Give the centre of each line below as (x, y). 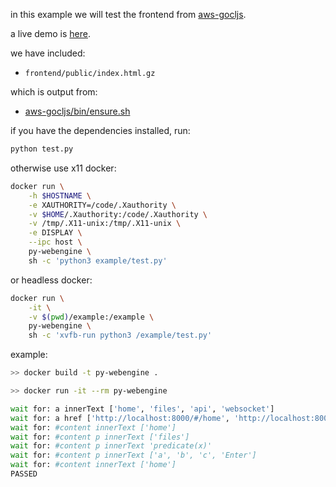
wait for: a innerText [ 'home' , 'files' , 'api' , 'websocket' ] (142, 409)
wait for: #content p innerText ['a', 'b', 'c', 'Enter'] (133, 455)
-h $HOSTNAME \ (60, 195)
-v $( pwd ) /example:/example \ (91, 317)
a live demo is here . (51, 33)
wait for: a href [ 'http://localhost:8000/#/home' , (120, 418)
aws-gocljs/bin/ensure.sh (77, 111)
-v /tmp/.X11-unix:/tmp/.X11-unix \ (105, 224)
